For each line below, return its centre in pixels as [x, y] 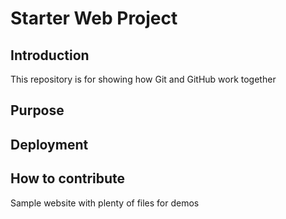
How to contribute [68, 178]
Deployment [49, 144]
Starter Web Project [94, 18]
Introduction [50, 55]
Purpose [37, 110]
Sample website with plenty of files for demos [105, 203]
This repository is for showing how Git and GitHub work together [143, 79]
